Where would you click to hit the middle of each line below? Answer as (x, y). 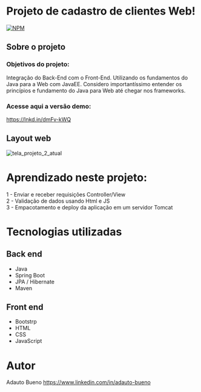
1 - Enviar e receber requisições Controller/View (66, 194)
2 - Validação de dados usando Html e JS (58, 201)
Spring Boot (30, 275)
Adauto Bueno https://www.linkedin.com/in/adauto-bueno (79, 382)
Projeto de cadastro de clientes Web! (101, 11)
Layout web (29, 139)
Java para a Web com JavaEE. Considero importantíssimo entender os (94, 84)
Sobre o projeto (36, 47)
